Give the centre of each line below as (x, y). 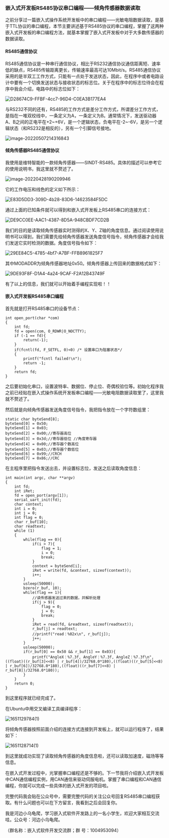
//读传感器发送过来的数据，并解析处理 (66, 598)
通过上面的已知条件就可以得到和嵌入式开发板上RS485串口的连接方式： (78, 210)
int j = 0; (26, 513)
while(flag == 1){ (43, 592)
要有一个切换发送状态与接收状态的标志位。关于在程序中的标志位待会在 (87, 82)
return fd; (26, 372)
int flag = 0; (29, 517)
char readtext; (30, 526)
